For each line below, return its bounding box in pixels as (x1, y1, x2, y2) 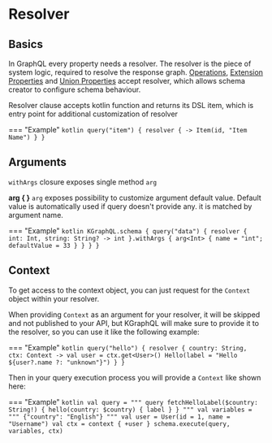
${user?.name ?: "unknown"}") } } (8, 358, 126, 367)
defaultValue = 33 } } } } (8, 241, 100, 250)
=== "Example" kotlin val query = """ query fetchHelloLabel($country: (8, 397, 258, 406)
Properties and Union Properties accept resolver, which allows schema (8, 76, 246, 85)
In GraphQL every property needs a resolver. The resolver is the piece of (8, 59, 252, 68)
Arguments (8, 155, 67, 169)
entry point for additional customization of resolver (8, 109, 179, 119)
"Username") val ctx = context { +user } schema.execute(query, (8, 419, 231, 428)
